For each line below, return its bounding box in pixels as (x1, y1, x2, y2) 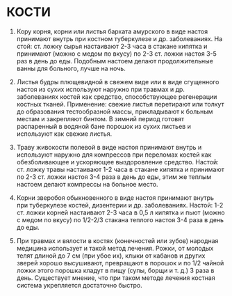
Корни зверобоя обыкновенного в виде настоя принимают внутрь (16, 193, 215, 202)
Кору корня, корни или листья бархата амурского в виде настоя (16, 27, 208, 36)
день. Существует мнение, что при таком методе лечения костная (16, 273, 216, 282)
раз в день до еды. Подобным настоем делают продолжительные (16, 56, 213, 65)
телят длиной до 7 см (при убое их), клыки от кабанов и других (16, 251, 206, 260)
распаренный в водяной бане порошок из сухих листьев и (16, 122, 192, 130)
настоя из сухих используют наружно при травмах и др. (16, 85, 185, 93)
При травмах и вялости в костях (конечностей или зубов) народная (16, 236, 219, 244)
